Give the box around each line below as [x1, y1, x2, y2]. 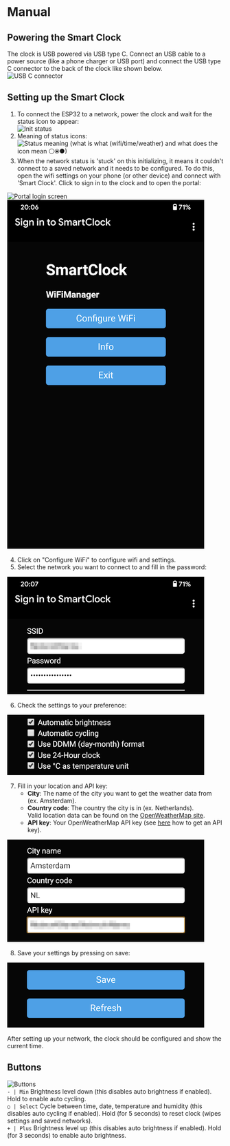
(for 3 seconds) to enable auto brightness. [7, 1131, 127, 1139]
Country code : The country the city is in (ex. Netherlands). [27, 803, 194, 812]
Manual [7, 4, 51, 20]
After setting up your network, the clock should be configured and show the [7, 1034, 222, 1043]
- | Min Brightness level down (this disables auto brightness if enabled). [7, 1087, 212, 1095]
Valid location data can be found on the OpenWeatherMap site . [27, 811, 205, 819]
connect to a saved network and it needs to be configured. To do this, [16, 164, 215, 172]
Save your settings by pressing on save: [16, 948, 130, 957]
